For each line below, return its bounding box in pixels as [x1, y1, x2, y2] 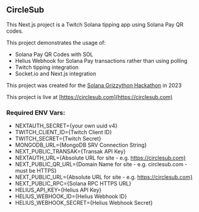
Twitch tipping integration [14, 63, 79, 71]
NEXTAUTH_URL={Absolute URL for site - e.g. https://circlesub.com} [14, 154, 186, 162]
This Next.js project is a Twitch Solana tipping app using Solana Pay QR [6, 21, 184, 28]
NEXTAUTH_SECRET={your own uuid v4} [14, 122, 118, 129]
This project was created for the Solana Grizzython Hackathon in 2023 [6, 82, 182, 89]
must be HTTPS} [14, 167, 57, 175]
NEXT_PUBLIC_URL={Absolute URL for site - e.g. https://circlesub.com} [14, 173, 193, 181]
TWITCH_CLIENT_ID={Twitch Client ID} [14, 129, 112, 136]
